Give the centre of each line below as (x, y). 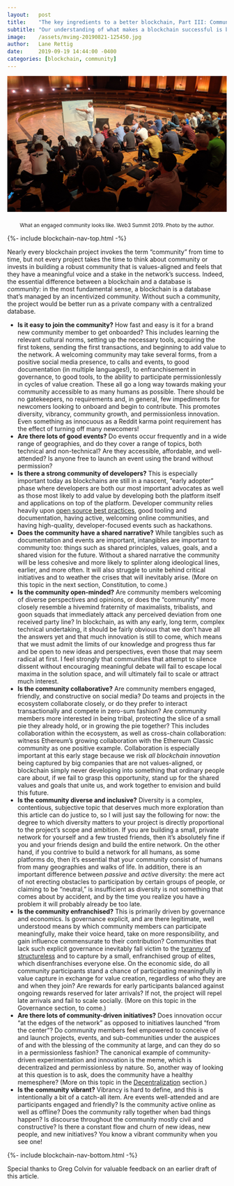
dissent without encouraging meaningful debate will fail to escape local (119, 666)
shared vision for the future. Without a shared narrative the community (118, 555)
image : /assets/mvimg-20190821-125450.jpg (74, 37)
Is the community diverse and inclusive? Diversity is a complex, (110, 800)
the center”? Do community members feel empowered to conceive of (117, 1030)
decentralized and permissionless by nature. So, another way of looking (120, 1067)
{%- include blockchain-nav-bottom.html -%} (72, 1155)
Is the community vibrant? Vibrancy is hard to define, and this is (110, 1090)
